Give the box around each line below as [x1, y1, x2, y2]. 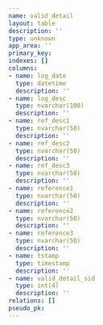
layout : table [8, 19, 56, 27]
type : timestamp [15, 259, 70, 267]
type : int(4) [15, 281, 60, 290]
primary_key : [8, 49, 52, 57]
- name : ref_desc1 [8, 117, 70, 125]
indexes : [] [8, 57, 48, 65]
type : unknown [8, 34, 56, 43]
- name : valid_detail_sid [8, 274, 95, 282]
